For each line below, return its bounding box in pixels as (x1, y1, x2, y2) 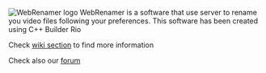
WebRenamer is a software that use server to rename (79, 8, 257, 17)
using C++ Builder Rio (8, 25, 82, 34)
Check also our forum (8, 56, 81, 65)
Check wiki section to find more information (8, 40, 154, 50)
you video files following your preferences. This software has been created (8, 16, 259, 26)
